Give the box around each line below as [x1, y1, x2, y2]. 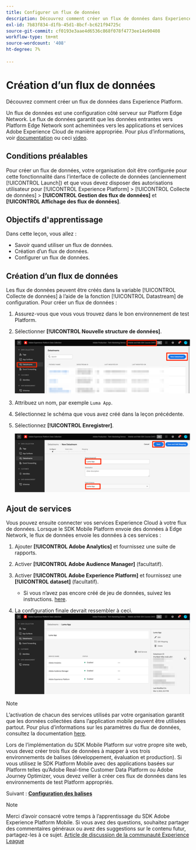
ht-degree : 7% [6, 47, 41, 53]
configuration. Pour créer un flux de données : [6, 299, 117, 306]
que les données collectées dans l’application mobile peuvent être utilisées [6, 717, 186, 724]
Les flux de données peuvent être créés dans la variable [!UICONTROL [6, 287, 176, 294]
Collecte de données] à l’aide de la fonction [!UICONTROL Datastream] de [6, 293, 184, 300]
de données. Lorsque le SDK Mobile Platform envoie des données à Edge [6, 526, 182, 533]
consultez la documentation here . [6, 729, 86, 737]
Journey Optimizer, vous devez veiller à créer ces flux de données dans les [6, 772, 187, 779]
